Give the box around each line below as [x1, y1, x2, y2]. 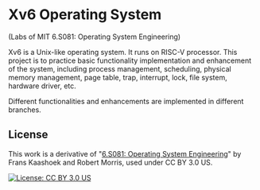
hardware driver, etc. [8, 81, 77, 91]
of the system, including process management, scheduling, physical [8, 64, 232, 73]
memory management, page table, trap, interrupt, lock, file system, [8, 72, 228, 82]
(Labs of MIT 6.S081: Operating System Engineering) [8, 32, 181, 41]
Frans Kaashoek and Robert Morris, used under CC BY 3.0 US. [8, 157, 213, 167]
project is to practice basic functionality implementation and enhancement [8, 56, 252, 65]
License [8, 128, 49, 142]
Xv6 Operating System [8, 6, 162, 24]
